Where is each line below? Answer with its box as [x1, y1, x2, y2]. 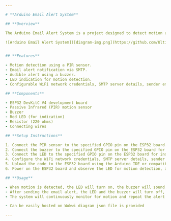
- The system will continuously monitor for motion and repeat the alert [5, 194, 165, 200]
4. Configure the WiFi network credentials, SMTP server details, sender [5, 157, 165, 162]
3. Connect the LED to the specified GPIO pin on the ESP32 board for [5, 152, 158, 157]
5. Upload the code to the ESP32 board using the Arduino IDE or [5, 162, 147, 167]
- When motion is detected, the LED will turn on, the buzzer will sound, [5, 185, 167, 190]
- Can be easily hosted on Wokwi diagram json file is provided [5, 203, 145, 209]
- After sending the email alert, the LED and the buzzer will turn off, [5, 189, 165, 194]
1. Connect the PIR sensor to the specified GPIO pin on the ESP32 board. [5, 142, 167, 147]
